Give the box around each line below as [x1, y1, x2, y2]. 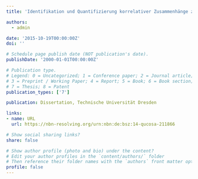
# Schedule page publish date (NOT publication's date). [6, 51, 149, 58]
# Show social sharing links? [6, 131, 81, 138]
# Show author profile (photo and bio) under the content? [6, 148, 154, 154]
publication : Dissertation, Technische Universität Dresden [6, 100, 157, 106]
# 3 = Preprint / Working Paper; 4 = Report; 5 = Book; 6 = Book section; [6, 78, 194, 84]
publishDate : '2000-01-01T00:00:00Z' [6, 57, 99, 63]
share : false [6, 137, 38, 143]
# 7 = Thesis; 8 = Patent [6, 83, 70, 90]
